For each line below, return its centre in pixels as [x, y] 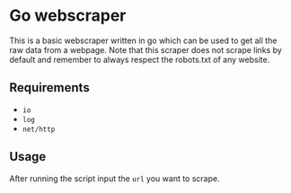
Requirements [49, 88]
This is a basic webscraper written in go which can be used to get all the [143, 40]
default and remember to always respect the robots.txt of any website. [140, 59]
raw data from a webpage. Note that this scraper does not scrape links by [146, 49]
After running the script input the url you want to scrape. [115, 178]
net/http [39, 129]
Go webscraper [68, 16]
